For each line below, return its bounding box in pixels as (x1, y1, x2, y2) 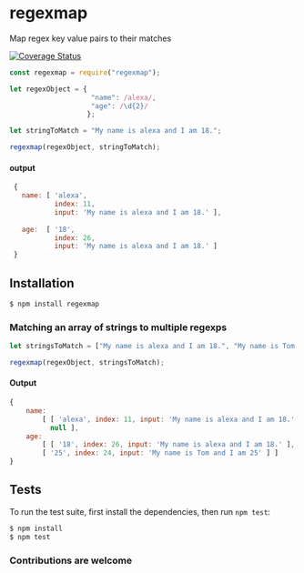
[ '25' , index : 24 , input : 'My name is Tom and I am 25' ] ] (42, 448, 279, 457)
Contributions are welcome (9, 554, 133, 567)
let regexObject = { (9, 85, 88, 94)
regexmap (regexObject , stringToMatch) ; (9, 143, 161, 152)
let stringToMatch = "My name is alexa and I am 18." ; (9, 126, 222, 136)
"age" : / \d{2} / (90, 101, 148, 111)
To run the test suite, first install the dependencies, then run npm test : (9, 506, 271, 517)
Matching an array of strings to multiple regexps (9, 321, 228, 334)
